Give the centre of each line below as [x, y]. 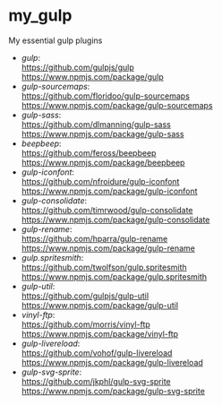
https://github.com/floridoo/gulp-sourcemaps [105, 96]
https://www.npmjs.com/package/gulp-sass [102, 134]
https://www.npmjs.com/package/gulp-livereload [112, 362]
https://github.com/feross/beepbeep [89, 152]
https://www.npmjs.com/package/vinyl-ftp [100, 333]
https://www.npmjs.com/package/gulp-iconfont [109, 191]
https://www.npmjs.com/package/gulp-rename [108, 248]
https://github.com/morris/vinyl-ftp [86, 324]
